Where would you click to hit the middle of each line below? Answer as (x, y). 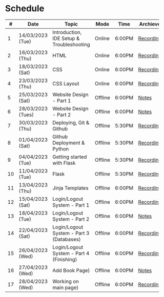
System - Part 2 (71, 219)
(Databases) (67, 239)
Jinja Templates (71, 188)
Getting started (70, 157)
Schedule (25, 9)
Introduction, (67, 32)
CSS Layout (66, 84)
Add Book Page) (71, 270)
